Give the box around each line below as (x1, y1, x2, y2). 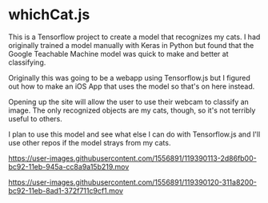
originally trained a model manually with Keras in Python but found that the (8, 40, 254, 50)
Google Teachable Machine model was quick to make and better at (8, 49, 229, 58)
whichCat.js (8, 6, 90, 24)
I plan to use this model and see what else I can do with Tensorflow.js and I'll (8, 129, 261, 139)
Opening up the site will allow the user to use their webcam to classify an (8, 97, 250, 106)
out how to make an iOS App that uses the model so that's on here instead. (8, 82, 255, 91)
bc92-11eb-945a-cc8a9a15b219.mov (8, 161, 130, 171)
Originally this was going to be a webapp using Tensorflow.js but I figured (8, 73, 250, 82)
